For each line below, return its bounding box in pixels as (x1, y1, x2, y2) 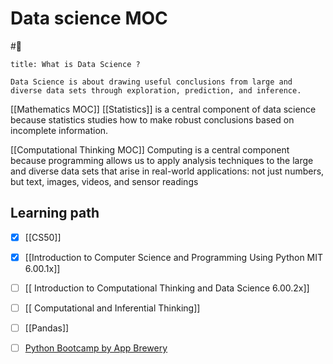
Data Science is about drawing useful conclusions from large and (10, 77, 293, 87)
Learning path (10, 205, 100, 222)
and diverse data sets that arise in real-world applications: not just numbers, (10, 165, 325, 177)
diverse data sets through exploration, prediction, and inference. (10, 85, 302, 96)
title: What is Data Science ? (10, 59, 141, 69)
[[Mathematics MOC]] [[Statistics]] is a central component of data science (10, 103, 317, 115)
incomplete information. (10, 124, 109, 136)
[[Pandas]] (24, 322, 70, 334)
